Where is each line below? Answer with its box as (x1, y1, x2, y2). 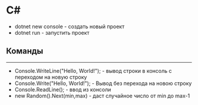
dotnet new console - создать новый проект (14, 23, 125, 30)
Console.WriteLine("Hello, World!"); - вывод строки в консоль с (14, 67, 172, 74)
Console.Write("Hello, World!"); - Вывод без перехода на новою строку (14, 80, 192, 87)
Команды (6, 46, 44, 56)
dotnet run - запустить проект (14, 29, 90, 36)
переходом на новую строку (14, 73, 87, 80)
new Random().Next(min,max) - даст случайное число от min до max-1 (14, 92, 190, 99)
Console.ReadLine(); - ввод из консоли (14, 86, 111, 93)
